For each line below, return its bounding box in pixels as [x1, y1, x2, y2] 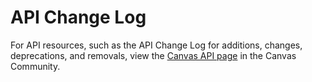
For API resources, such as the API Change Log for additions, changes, [10, 39, 303, 51]
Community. [10, 60, 61, 72]
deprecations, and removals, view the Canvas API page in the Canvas [10, 49, 297, 61]
